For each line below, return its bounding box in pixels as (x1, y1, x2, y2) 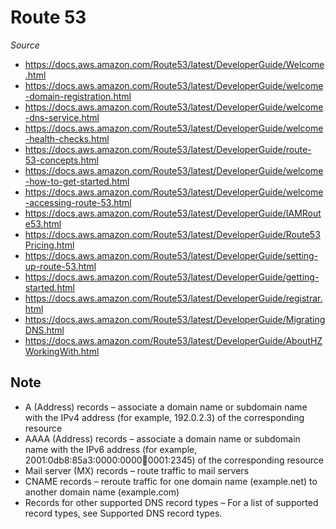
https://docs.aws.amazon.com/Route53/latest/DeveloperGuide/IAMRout (24, 207, 322, 219)
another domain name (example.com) (24, 486, 180, 498)
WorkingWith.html (24, 345, 100, 357)
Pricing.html (24, 239, 75, 251)
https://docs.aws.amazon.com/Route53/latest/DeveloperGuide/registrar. (24, 292, 323, 304)
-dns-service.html (24, 111, 100, 123)
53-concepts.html (24, 154, 99, 166)
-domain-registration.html (24, 90, 132, 102)
